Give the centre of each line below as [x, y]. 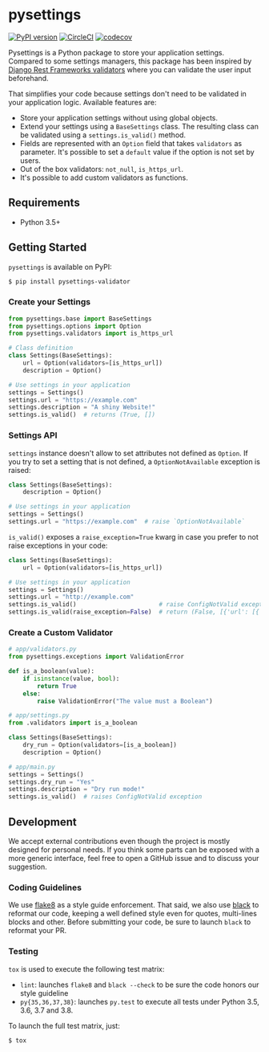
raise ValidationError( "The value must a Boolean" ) [125, 701]
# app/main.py [32, 767]
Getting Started [48, 248]
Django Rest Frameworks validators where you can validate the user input [130, 69]
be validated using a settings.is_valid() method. [103, 135]
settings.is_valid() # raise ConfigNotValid [123, 605]
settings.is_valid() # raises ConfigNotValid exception [105, 797]
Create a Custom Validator [61, 632]
